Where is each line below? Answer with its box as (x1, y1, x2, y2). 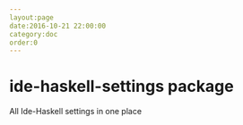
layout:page (9, 12, 54, 22)
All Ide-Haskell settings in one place (9, 106, 142, 117)
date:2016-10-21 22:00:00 (9, 21, 106, 30)
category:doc (9, 29, 58, 38)
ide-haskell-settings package (9, 77, 235, 96)
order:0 (9, 37, 39, 47)
